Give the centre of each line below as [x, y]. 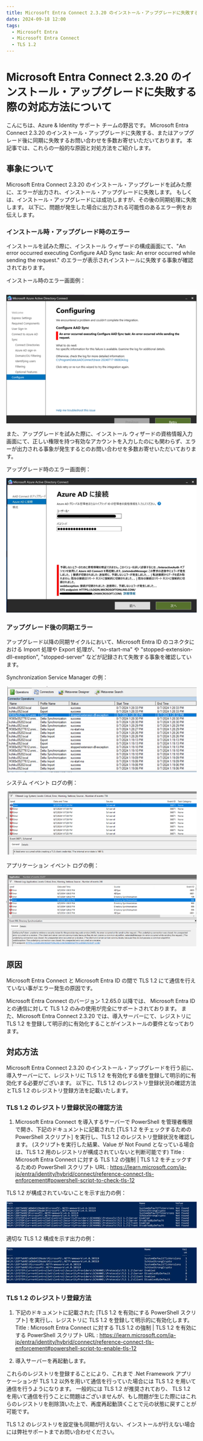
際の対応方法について [59, 107]
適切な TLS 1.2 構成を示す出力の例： [51, 1239]
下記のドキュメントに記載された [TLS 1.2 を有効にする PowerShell [97, 1312]
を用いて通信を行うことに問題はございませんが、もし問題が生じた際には [96, 1396]
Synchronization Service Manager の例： [57, 677]
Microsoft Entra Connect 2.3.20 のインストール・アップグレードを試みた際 [99, 184]
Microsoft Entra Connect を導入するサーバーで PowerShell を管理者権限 [104, 1121]
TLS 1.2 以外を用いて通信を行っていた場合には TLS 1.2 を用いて [118, 1381]
